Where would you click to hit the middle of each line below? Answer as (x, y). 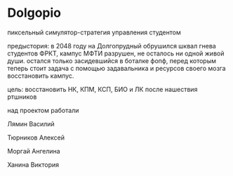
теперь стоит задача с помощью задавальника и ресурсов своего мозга (116, 68)
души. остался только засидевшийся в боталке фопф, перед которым (112, 60)
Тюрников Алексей (36, 137)
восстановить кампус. (41, 76)
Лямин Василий (31, 123)
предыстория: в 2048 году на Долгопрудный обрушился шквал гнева (112, 46)
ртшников (22, 97)
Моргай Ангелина (34, 151)
